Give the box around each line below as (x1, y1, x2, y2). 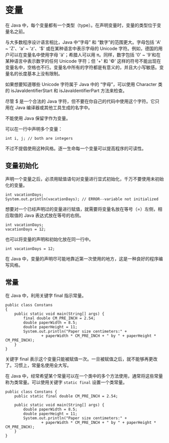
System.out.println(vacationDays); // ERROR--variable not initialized (5, 197, 158, 202)
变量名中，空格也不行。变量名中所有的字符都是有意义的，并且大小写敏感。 (5, 64, 159, 70)
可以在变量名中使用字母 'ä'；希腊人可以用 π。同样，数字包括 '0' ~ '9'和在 (9, 51, 161, 58)
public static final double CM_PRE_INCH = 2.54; (14, 393, 118, 399)
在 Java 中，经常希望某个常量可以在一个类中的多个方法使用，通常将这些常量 (5, 373, 163, 379)
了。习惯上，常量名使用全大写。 (5, 362, 71, 368)
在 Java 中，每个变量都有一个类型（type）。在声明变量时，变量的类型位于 (5, 22, 157, 28)
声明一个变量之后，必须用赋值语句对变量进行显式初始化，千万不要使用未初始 (5, 175, 164, 182)
